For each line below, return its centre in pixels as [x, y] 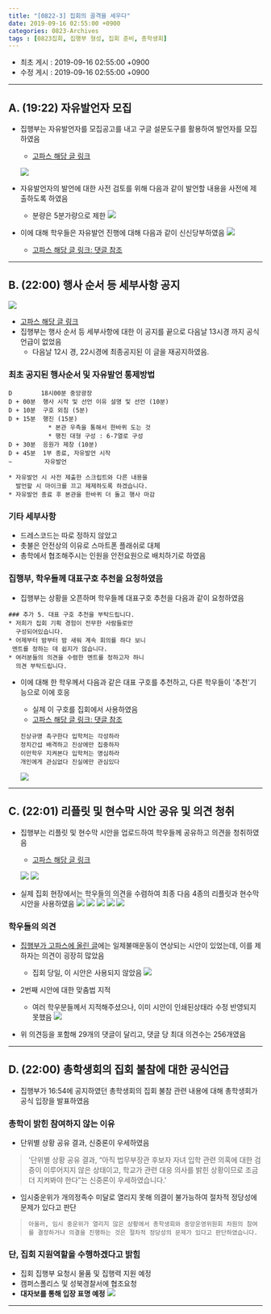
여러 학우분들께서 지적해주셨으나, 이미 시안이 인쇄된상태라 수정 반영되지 [144, 1006]
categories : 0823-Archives [54, 31]
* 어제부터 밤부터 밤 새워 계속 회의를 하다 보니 [77, 640]
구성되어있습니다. [40, 632]
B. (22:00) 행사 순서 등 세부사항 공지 [94, 285]
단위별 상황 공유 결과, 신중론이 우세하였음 [85, 1142]
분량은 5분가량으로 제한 [69, 216]
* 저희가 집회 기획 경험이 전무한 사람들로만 [71, 623]
